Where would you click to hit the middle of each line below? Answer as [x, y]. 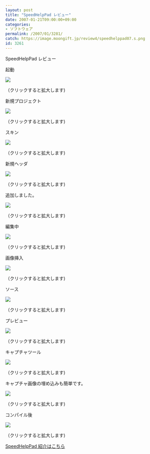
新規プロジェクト [23, 101]
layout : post [19, 10]
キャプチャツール [23, 352]
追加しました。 [21, 195]
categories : [18, 24]
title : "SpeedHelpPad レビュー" [38, 15]
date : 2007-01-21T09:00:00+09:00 [41, 19]
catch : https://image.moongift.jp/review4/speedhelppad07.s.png [75, 39]
